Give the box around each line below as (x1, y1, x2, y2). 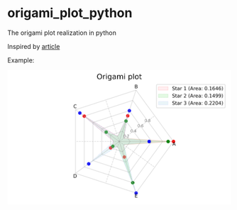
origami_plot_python (7, 5, 133, 21)
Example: (7, 55, 35, 65)
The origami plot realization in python (7, 28, 117, 37)
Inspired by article (7, 42, 60, 50)
